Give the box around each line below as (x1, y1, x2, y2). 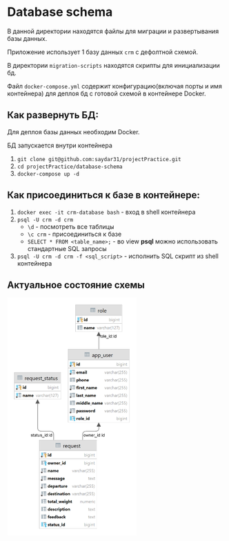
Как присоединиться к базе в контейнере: (7, 190, 200, 201)
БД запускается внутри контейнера (7, 141, 112, 149)
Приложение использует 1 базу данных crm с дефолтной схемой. (7, 48, 199, 56)
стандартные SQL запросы (27, 244, 107, 253)
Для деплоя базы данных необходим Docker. (7, 127, 140, 136)
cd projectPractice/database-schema (17, 163, 123, 170)
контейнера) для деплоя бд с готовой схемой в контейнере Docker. (7, 89, 206, 98)
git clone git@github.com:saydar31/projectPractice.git (17, 156, 181, 163)
